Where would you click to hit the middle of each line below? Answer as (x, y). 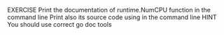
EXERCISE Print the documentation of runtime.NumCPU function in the (109, 10)
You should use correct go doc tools (59, 24)
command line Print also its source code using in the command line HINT (112, 17)
